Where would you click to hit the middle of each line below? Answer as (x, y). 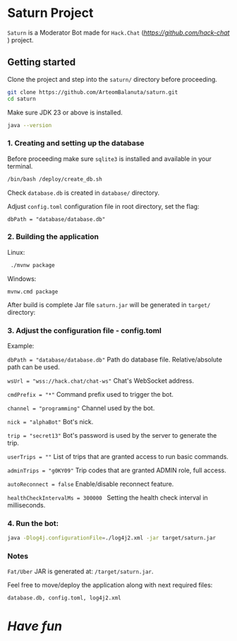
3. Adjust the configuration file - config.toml (85, 330)
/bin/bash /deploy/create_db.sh (55, 179)
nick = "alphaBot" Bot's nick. (50, 422)
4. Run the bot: (33, 523)
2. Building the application (53, 236)
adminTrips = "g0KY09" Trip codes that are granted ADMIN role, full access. (117, 470)
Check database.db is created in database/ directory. (84, 193)
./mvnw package (32, 265)
